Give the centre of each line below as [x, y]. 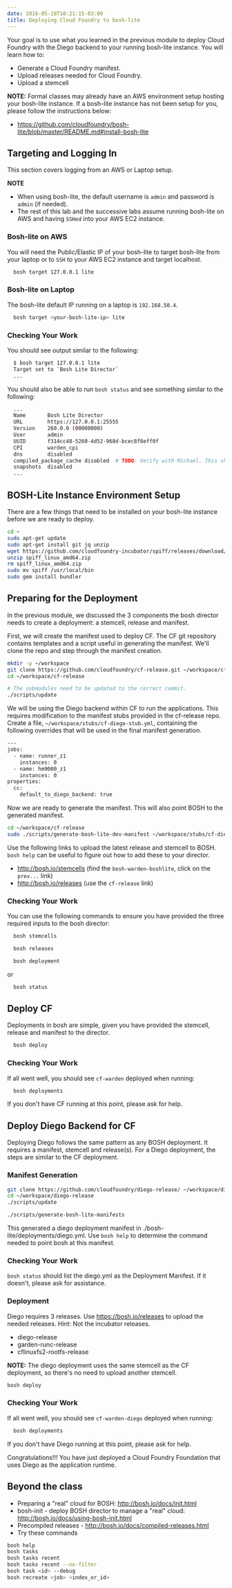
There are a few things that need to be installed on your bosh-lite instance [113, 512]
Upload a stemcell [43, 82]
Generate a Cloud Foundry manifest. [69, 68]
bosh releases [33, 949]
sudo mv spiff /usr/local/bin [51, 571]
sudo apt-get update [37, 538]
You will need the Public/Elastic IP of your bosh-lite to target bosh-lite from [114, 252]
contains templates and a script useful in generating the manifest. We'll [108, 643]
